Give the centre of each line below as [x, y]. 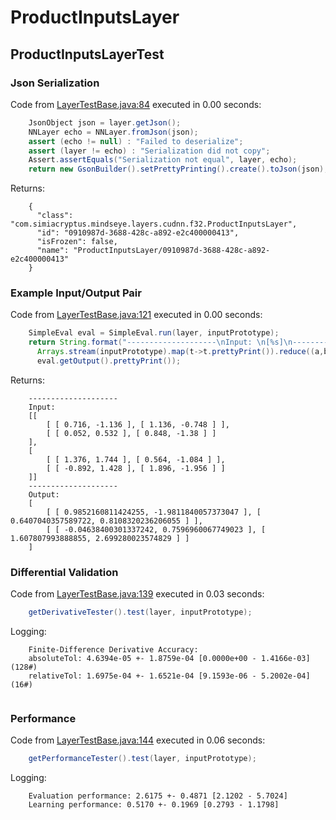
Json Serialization [55, 83]
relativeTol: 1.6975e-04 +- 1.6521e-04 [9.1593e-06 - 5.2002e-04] [169, 676]
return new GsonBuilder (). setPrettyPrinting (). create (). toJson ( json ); [178, 169]
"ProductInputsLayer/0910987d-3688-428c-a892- [172, 251]
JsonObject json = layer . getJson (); [105, 122]
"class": [55, 216]
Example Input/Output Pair [76, 293]
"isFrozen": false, [77, 242]
